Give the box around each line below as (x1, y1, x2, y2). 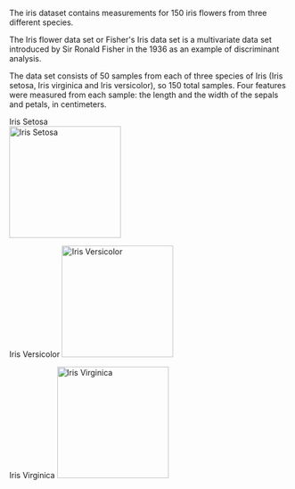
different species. (9, 17, 74, 28)
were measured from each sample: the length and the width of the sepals (9, 89, 279, 100)
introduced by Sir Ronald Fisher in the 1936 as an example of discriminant (9, 44, 280, 54)
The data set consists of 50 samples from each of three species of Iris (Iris (9, 70, 283, 81)
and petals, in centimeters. (9, 99, 107, 110)
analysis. (9, 54, 42, 63)
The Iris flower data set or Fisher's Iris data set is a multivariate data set (9, 35, 272, 45)
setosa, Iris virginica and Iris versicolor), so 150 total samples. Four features (9, 80, 287, 90)
